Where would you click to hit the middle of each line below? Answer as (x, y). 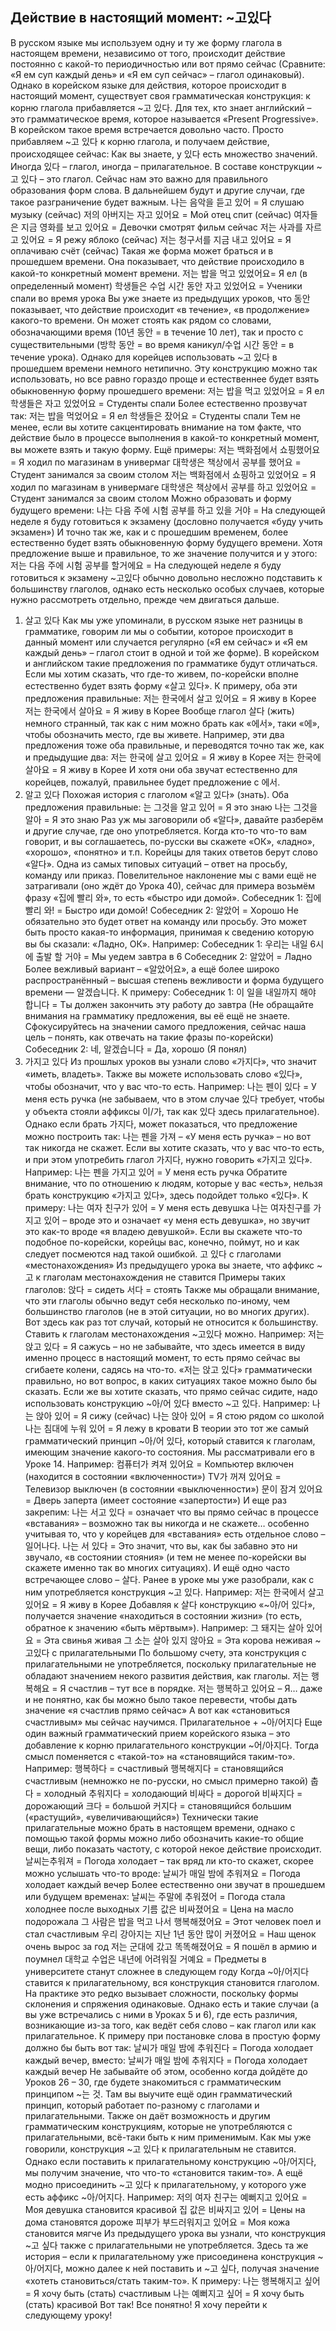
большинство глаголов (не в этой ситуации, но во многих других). (167, 1311)
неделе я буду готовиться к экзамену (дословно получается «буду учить (167, 521)
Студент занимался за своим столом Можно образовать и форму (151, 498)
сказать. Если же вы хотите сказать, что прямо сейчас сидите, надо (171, 1391)
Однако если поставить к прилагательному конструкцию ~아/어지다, (170, 2161)
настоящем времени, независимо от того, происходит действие (148, 53)
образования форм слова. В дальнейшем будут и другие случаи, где (157, 190)
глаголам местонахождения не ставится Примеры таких (164, 1277)
